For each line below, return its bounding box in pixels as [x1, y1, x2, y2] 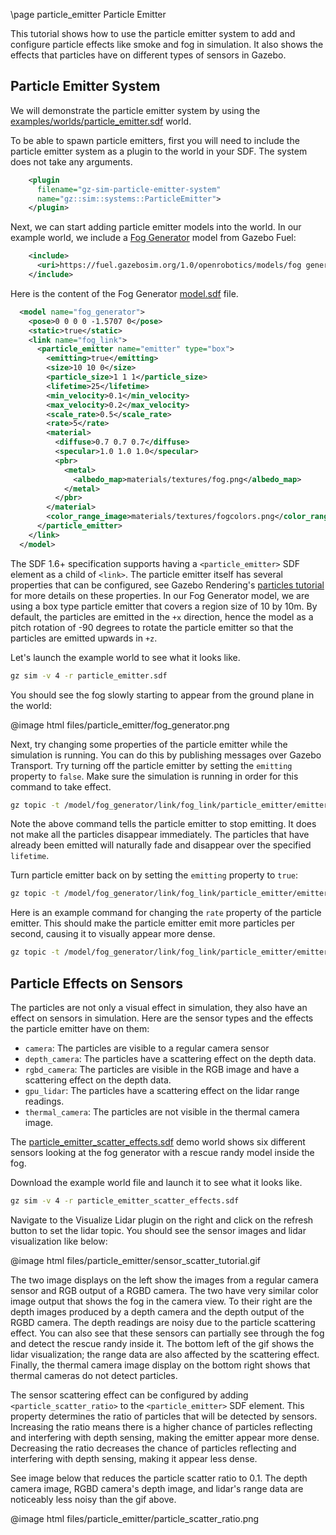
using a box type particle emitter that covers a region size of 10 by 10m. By [10, 600, 318, 612]
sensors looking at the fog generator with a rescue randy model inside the [10, 1147, 315, 1158]
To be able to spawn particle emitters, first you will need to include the [10, 134, 300, 146]
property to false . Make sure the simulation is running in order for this [10, 770, 299, 782]
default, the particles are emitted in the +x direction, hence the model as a [10, 610, 314, 623]
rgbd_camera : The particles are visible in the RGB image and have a [24, 1064, 300, 1075]
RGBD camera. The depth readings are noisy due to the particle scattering [10, 1316, 316, 1328]
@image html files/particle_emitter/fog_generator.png [10, 719, 230, 731]
